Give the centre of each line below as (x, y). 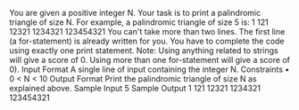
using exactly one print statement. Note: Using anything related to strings (144, 51)
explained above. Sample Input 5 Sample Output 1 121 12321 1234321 (135, 88)
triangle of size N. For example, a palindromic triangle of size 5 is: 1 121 (139, 22)
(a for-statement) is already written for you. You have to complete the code (147, 41)
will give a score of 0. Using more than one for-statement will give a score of (149, 60)
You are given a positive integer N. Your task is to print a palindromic (135, 13)
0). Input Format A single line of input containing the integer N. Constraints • (149, 69)
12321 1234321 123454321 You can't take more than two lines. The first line (147, 31)
